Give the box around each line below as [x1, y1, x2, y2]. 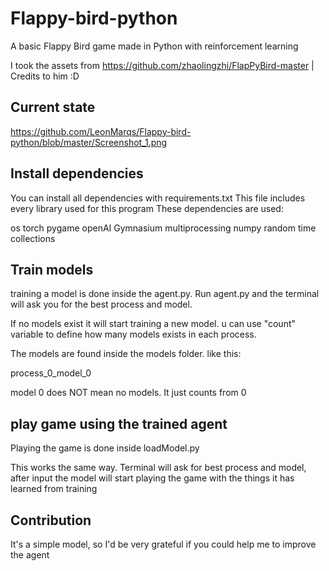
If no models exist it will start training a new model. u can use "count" [10, 318, 296, 330]
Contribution [10, 512, 92, 529]
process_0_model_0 [10, 367, 92, 379]
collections [10, 232, 56, 244]
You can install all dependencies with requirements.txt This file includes [10, 192, 306, 204]
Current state [10, 99, 96, 116]
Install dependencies [10, 165, 144, 182]
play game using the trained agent [10, 415, 228, 432]
